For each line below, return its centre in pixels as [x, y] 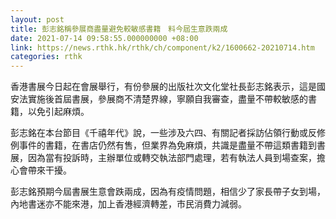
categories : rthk [46, 57]
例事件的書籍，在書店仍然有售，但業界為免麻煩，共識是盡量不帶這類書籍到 [163, 145]
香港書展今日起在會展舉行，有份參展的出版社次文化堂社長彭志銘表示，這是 [163, 87]
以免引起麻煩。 [58, 112]
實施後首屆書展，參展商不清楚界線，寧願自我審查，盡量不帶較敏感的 [167, 99]
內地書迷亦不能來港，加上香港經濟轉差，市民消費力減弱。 [128, 204]
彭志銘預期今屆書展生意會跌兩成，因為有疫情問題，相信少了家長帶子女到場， [168, 192]
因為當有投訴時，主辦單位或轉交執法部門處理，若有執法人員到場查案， [172, 158]
